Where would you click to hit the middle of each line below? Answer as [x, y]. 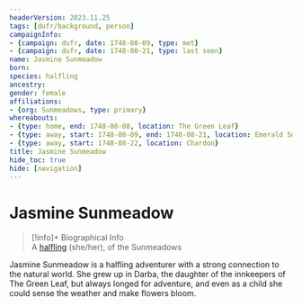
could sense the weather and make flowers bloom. [103, 293]
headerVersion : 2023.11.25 [60, 18]
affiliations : [36, 101]
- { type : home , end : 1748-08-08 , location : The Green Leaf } [124, 127]
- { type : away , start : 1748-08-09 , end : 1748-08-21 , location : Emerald [147, 135]
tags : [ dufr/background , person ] [72, 26]
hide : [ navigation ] [46, 168]
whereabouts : [34, 118]
